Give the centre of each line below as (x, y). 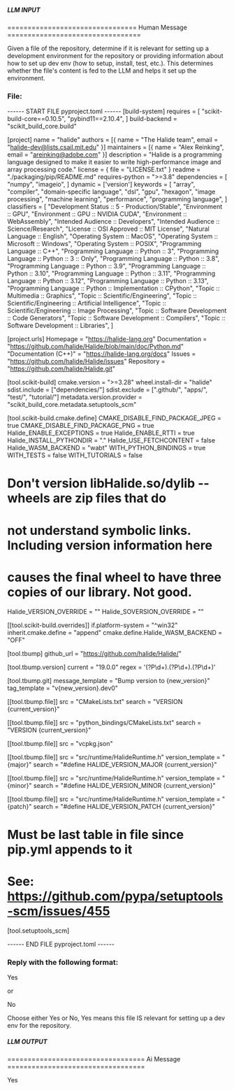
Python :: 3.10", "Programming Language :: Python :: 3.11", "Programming (111, 273)
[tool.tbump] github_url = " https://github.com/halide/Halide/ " (94, 653)
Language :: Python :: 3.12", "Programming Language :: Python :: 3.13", (108, 281)
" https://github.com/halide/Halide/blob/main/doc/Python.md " (95, 347)
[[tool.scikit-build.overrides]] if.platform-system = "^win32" (93, 625)
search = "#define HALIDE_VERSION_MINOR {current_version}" (124, 785)
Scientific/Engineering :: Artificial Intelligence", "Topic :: (87, 303)
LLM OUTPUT (27, 1041)
